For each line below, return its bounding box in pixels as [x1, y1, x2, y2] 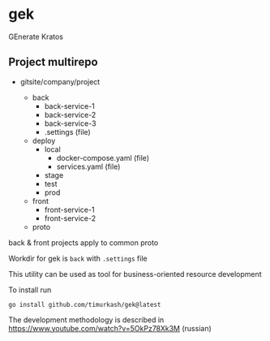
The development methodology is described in [8, 314, 165, 325]
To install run [8, 285, 52, 295]
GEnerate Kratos [8, 32, 63, 41]
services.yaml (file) [56, 162, 121, 171]
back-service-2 [44, 110, 96, 119]
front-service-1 [44, 205, 95, 214]
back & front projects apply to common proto [8, 237, 159, 248]
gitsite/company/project [19, 76, 101, 86]
